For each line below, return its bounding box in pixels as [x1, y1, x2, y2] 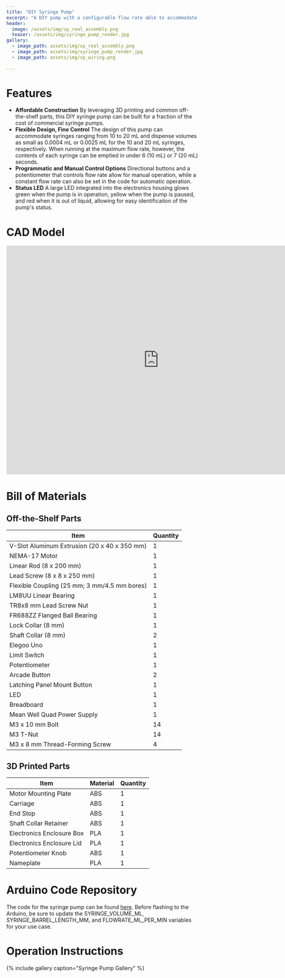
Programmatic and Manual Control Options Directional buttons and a [15, 165, 191, 172]
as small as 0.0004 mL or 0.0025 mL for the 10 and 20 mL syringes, [15, 139, 185, 147]
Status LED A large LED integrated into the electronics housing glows [15, 184, 189, 192]
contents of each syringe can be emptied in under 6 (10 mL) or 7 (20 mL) [15, 152, 199, 159]
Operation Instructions [6, 944, 124, 958]
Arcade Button [9, 671, 51, 679]
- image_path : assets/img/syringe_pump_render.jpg [12, 49, 143, 55]
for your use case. [6, 923, 52, 930]
